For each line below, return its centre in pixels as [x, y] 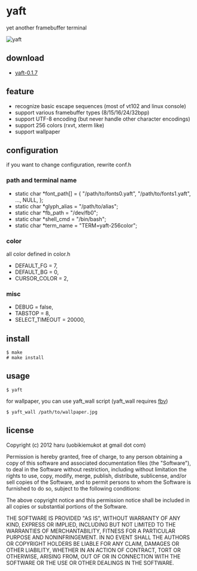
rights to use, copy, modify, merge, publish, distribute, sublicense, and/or [96, 476]
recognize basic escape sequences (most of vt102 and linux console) [101, 106]
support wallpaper [37, 131]
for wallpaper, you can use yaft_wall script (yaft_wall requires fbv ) [87, 401]
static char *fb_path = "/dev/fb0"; [56, 213]
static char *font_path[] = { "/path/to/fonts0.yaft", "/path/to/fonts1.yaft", [103, 193]
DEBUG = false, [34, 307]
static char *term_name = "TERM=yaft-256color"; [76, 225]
